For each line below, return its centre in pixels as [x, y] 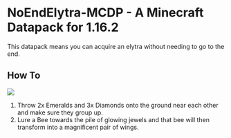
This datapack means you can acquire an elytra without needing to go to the [116, 46]
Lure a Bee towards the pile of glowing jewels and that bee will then [113, 119]
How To [24, 76]
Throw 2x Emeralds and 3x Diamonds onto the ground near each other [118, 105]
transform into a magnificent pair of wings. [78, 127]
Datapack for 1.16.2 [63, 27]
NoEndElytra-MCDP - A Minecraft [105, 13]
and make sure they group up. [60, 112]
